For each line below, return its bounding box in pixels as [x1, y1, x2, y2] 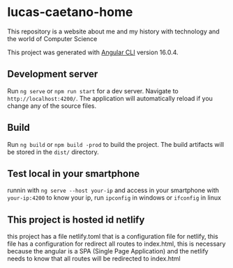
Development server [7, 68, 98, 80]
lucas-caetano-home [7, 4, 133, 20]
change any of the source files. [7, 102, 97, 110]
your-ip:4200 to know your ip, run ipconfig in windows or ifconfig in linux [7, 194, 222, 202]
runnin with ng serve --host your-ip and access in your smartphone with [7, 186, 220, 195]
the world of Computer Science [7, 34, 98, 42]
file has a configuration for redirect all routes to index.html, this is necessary [7, 239, 226, 248]
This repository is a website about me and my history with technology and [7, 27, 220, 36]
